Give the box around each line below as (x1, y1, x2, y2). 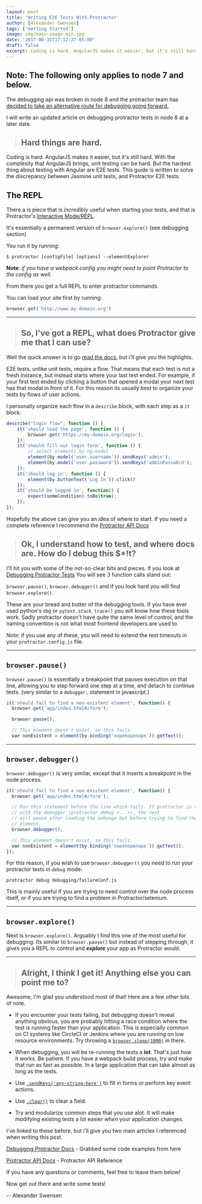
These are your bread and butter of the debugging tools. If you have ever (6, 600, 188, 608)
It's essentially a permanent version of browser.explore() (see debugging (6, 224, 189, 232)
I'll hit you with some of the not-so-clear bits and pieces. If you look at (6, 564, 180, 572)
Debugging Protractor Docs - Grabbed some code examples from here (6, 1145, 182, 1153)
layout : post (6, 8, 39, 15)
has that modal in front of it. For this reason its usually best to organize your (6, 384, 194, 391)
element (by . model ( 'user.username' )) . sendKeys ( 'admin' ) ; (28, 454, 171, 461)
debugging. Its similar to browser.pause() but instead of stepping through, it (6, 939, 194, 946)
